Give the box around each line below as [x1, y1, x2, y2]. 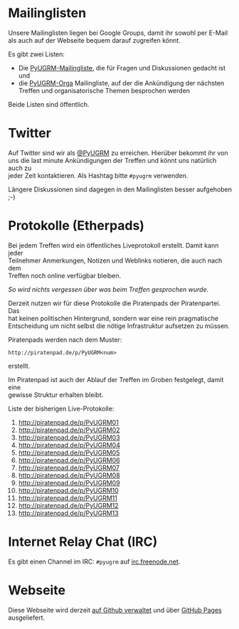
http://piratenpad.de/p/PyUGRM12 [18, 501, 119, 509]
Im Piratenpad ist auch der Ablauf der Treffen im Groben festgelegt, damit [8, 375, 224, 384]
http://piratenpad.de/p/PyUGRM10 [18, 486, 119, 495]
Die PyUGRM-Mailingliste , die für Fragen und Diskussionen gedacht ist [18, 63, 226, 72]
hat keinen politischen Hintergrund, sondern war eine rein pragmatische [8, 314, 219, 322]
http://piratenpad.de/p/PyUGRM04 [18, 440, 120, 449]
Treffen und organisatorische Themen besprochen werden [18, 86, 191, 95]
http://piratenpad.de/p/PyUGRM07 [18, 463, 120, 472]
